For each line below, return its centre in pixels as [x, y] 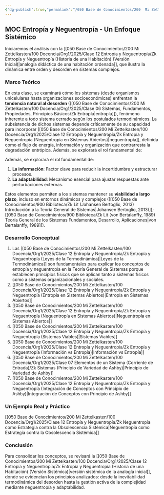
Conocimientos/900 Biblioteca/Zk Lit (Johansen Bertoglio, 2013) [70, 204]
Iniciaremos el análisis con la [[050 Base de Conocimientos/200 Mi [72, 49]
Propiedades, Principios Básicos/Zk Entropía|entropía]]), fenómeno [72, 113]
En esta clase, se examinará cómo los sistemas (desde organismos [72, 93]
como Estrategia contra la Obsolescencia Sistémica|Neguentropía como [77, 428]
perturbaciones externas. [38, 184]
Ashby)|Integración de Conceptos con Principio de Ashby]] [72, 394]
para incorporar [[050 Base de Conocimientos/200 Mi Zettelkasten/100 [76, 129]
